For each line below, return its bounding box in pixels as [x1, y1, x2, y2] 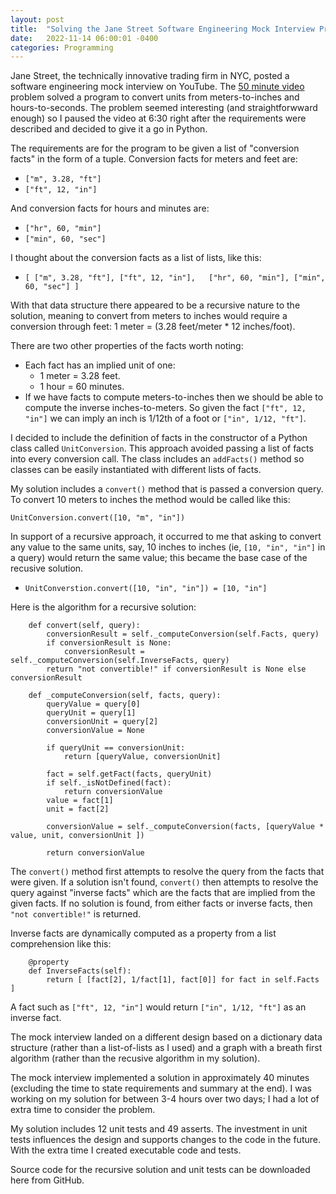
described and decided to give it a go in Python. [10, 123, 208, 135]
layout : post [10, 14, 65, 25]
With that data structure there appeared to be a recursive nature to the [10, 299, 301, 311]
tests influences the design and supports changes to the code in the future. [10, 1134, 321, 1146]
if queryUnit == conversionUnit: [46, 743, 186, 753]
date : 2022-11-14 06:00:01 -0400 [10, 33, 159, 43]
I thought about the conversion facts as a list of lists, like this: [10, 252, 262, 264]
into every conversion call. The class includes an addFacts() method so [10, 453, 305, 465]
